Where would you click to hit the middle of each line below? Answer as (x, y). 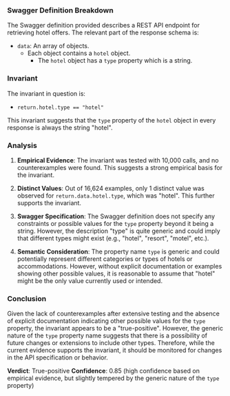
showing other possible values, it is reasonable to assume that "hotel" (116, 273)
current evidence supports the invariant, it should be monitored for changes (115, 351)
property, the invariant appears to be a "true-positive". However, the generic (115, 329)
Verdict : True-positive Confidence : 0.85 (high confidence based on (103, 371)
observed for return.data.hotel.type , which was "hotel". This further (116, 196)
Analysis (22, 145)
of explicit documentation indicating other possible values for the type (106, 321)
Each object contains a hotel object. (79, 53)
